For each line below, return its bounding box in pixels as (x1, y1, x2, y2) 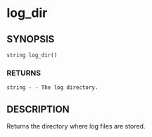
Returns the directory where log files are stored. (6, 122, 146, 131)
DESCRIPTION (6, 103, 70, 115)
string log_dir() (6, 52, 58, 59)
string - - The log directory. (6, 84, 99, 91)
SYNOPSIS (6, 33, 55, 45)
